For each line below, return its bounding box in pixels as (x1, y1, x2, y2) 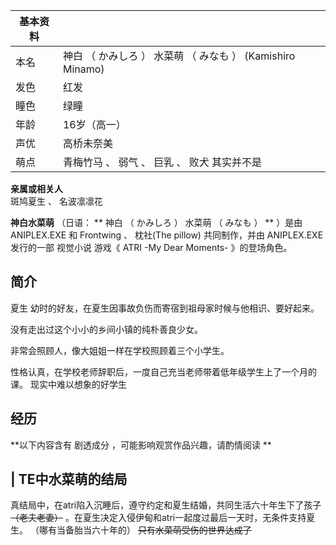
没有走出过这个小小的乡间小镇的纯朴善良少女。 (10, 323, 203, 335)
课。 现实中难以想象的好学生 (10, 378, 127, 390)
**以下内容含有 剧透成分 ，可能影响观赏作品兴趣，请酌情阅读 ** (10, 439, 272, 451)
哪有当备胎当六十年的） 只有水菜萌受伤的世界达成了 (38, 524, 252, 536)
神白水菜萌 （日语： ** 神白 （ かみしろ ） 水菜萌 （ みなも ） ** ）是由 (10, 217, 303, 228)
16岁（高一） (62, 118, 127, 131)
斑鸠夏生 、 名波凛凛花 (10, 195, 103, 207)
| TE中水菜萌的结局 (10, 471, 128, 488)
